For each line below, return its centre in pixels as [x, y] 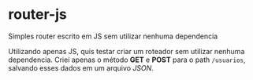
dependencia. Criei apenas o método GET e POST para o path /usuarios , [127, 60]
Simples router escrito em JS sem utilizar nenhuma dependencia [113, 36]
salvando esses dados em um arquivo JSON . [81, 67]
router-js [37, 15]
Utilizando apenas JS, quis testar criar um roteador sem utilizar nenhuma [126, 51]
